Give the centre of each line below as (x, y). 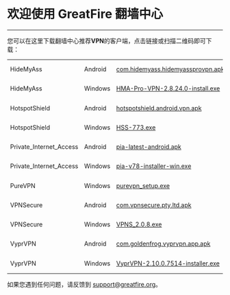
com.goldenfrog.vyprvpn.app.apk (163, 244)
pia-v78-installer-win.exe (154, 166)
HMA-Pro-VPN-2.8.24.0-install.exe (168, 88)
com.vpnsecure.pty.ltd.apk (154, 205)
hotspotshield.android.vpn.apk (159, 108)
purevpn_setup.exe (143, 185)
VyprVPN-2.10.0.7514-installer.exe (168, 263)
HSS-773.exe (136, 127)
